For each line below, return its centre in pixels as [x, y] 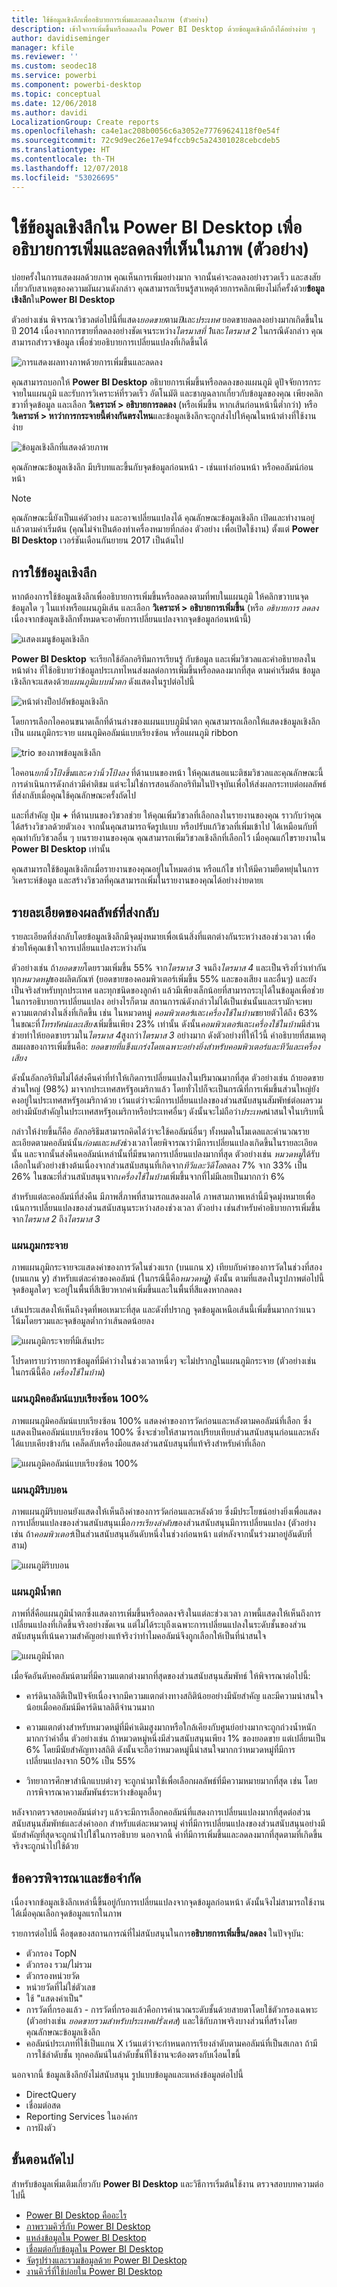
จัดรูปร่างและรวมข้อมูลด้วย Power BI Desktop [106, 2260]
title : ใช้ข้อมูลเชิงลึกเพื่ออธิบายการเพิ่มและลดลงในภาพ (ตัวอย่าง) [110, 19]
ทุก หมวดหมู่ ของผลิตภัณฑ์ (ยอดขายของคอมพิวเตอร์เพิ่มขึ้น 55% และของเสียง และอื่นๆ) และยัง [164, 979]
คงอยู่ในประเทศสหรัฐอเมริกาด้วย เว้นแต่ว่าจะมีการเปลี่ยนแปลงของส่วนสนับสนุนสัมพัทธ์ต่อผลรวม [167, 1100]
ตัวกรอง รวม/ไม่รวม [59, 1965]
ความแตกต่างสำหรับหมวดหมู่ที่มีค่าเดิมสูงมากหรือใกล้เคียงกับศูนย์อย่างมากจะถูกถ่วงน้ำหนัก [171, 1727]
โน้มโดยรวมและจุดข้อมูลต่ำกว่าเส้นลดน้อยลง [83, 1321]
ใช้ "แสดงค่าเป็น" [54, 1998]
